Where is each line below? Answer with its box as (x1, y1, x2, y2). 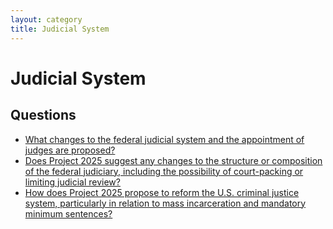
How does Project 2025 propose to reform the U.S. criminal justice (24, 186, 300, 198)
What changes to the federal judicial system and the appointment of (24, 133, 305, 145)
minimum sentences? (24, 207, 113, 220)
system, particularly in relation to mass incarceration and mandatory (24, 197, 307, 209)
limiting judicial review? (24, 176, 121, 188)
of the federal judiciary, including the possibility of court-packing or (24, 165, 304, 177)
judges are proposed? (24, 144, 116, 156)
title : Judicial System (10, 24, 110, 34)
